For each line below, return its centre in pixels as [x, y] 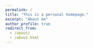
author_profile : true [28, 24]
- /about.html [24, 38]
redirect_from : [21, 28]
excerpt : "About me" [27, 19]
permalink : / [19, 10]
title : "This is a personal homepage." [47, 14]
